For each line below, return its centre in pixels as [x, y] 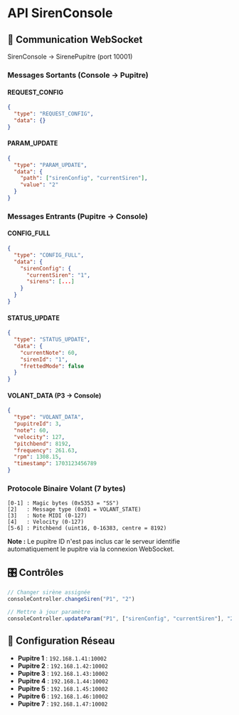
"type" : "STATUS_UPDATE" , [52, 340]
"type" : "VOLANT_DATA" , [49, 417]
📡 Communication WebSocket [75, 40]
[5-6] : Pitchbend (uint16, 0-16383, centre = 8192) [87, 528]
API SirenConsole [60, 13]
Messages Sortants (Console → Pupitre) [78, 75]
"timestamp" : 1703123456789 [55, 464]
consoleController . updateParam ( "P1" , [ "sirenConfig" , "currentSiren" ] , [116, 619]
